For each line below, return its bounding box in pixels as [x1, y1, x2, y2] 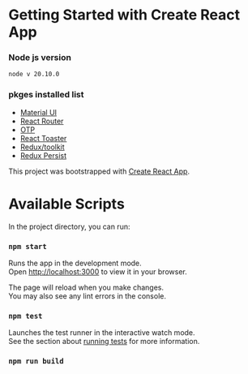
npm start [8, 242, 47, 251]
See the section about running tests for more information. [8, 337, 200, 346]
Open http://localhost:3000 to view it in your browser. [8, 267, 188, 277]
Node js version [8, 52, 71, 63]
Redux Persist [19, 150, 67, 160]
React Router [19, 116, 64, 126]
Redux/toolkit [19, 142, 65, 152]
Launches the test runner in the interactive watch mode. [8, 328, 196, 337]
